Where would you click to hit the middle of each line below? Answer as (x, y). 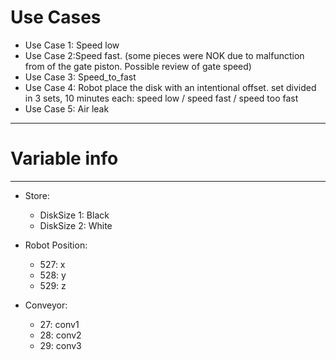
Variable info (64, 158)
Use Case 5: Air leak (67, 108)
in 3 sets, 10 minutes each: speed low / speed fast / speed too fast (161, 98)
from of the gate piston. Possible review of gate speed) (138, 66)
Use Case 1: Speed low (72, 45)
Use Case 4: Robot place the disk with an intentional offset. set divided (170, 87)
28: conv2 (60, 335)
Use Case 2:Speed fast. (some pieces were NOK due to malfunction (164, 55)
